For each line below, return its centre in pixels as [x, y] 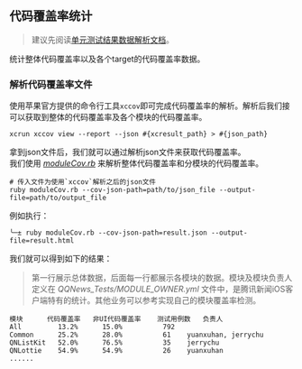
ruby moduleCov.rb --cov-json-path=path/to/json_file [113, 190]
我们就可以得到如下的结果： [61, 259]
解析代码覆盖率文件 [51, 84]
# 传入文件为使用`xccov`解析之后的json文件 [82, 182]
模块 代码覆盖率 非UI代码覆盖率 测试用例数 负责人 [116, 319]
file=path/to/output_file [58, 198]
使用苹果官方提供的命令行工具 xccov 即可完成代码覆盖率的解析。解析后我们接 [150, 106]
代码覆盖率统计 [51, 16]
